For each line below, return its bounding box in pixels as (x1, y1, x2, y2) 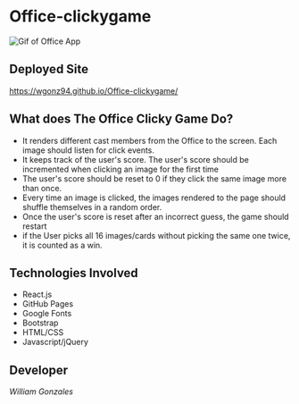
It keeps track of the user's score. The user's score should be (21, 154, 250, 164)
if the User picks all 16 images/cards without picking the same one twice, (21, 230, 291, 240)
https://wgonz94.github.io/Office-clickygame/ (9, 85, 179, 96)
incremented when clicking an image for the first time (21, 164, 219, 174)
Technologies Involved (9, 265, 138, 281)
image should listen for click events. (21, 145, 154, 156)
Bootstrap (21, 317, 59, 328)
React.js (21, 289, 53, 300)
